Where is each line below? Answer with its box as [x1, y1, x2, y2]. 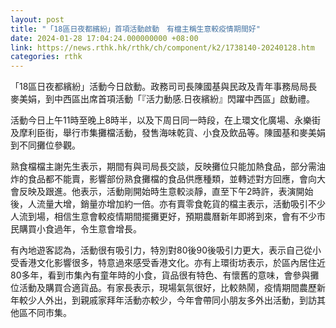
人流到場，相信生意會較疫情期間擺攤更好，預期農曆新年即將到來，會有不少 [10, 211, 317, 223]
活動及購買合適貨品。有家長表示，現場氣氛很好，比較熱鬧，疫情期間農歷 [18, 282, 317, 294]
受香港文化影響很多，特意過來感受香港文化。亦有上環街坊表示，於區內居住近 [10, 257, 326, 269]
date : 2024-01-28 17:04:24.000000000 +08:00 [10, 33, 199, 43]
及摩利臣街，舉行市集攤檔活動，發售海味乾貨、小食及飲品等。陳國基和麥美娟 [10, 127, 326, 139]
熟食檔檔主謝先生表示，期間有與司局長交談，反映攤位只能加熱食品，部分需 [10, 161, 317, 173]
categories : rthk [10, 52, 83, 62]
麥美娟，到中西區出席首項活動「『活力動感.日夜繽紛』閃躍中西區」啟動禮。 [10, 93, 316, 105]
